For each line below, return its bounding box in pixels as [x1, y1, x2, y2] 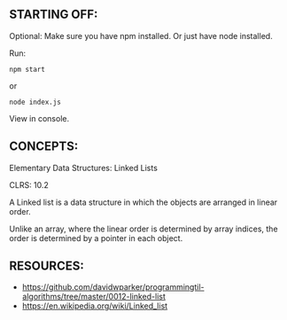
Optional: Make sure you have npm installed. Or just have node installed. [9, 30, 273, 41]
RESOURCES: [9, 259, 84, 274]
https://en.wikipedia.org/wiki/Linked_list [21, 300, 168, 311]
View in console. [9, 113, 69, 123]
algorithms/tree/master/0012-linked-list [21, 292, 167, 302]
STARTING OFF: [9, 7, 98, 22]
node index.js [9, 98, 62, 106]
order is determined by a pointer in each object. [9, 232, 183, 243]
